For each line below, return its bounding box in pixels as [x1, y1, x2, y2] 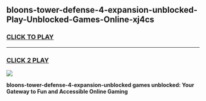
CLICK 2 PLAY [6, 56, 49, 64]
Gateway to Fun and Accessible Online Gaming [6, 88, 128, 95]
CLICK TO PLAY [6, 33, 54, 42]
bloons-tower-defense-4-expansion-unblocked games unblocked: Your [6, 81, 194, 88]
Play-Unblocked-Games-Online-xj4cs [6, 15, 154, 25]
